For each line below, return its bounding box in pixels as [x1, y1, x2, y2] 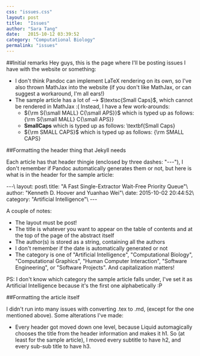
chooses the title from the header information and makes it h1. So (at [14, 329, 185, 337]
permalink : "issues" [6, 43, 58, 49]
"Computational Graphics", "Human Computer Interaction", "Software [14, 257, 187, 264]
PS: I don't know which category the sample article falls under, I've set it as [6, 275, 193, 282]
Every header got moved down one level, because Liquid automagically [14, 323, 193, 331]
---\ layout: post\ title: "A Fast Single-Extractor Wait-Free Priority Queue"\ [6, 182, 189, 190]
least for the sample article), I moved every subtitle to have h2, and [14, 336, 181, 343]
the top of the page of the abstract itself [14, 232, 114, 239]
